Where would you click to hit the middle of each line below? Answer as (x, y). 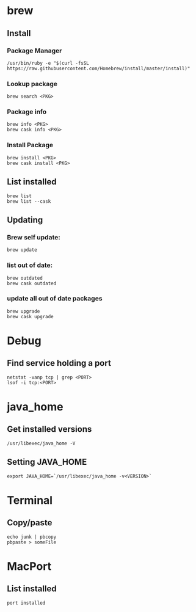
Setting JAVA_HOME (47, 462)
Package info (27, 112)
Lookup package (32, 84)
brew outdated (25, 278)
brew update (22, 250)
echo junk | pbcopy (32, 537)
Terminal (30, 500)
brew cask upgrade (30, 316)
